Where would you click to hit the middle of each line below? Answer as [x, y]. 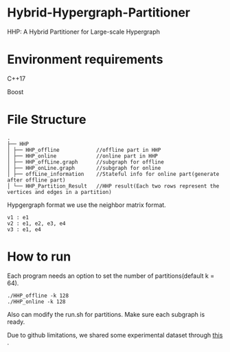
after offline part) [37, 180]
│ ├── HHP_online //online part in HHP [82, 156]
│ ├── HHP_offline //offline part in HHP [84, 150]
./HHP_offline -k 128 [38, 296]
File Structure [47, 120]
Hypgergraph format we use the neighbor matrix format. [87, 205]
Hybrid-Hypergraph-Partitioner [99, 13]
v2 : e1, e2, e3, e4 [37, 223]
